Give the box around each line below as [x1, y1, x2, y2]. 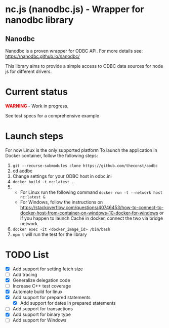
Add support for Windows [12, 317, 67, 323]
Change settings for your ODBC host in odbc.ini [12, 173, 112, 179]
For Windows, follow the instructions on [20, 199, 103, 205]
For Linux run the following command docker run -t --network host [20, 189, 163, 195]
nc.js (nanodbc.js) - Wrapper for [5, 4, 144, 15]
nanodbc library [5, 14, 74, 26]
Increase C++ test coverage [12, 283, 71, 289]
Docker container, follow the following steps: [5, 152, 98, 158]
